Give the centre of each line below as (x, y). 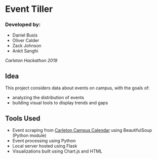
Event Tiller (29, 9)
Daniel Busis (25, 35)
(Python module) (29, 136)
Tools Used (23, 118)
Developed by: (23, 25)
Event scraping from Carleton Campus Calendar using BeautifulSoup (82, 130)
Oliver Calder (26, 40)
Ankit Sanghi (25, 51)
